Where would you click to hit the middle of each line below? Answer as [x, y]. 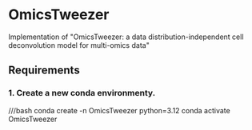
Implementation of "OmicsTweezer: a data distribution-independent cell [126, 37]
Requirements [44, 71]
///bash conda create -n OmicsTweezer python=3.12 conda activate [119, 110]
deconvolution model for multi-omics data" [79, 45]
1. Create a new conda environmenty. [82, 93]
